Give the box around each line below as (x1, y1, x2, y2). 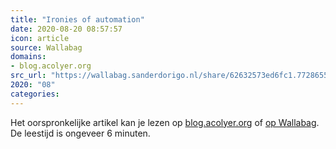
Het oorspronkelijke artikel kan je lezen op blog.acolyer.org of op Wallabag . (10, 116, 320, 128)
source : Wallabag (10, 42, 83, 53)
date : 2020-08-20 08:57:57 (10, 24, 123, 34)
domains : (10, 52, 47, 62)
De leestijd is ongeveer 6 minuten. (10, 127, 151, 139)
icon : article (10, 33, 70, 43)
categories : (10, 89, 60, 99)
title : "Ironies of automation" (10, 14, 145, 25)
